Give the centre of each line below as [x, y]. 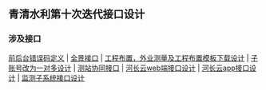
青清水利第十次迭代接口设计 [77, 14]
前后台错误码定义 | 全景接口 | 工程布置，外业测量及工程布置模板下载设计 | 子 [133, 57]
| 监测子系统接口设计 [51, 77]
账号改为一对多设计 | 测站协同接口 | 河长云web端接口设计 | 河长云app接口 [129, 68]
